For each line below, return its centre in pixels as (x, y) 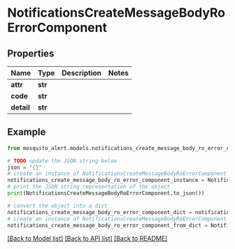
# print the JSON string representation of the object (89, 187)
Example (27, 132)
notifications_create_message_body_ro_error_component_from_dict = (108, 225)
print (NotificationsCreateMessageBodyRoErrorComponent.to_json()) (106, 193)
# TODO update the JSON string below (62, 161)
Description (81, 73)
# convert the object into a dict (58, 206)
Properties (31, 53)
